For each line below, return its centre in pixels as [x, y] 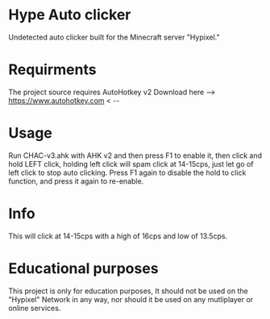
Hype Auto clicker [70, 15]
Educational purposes [83, 268]
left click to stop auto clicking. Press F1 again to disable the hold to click [127, 172]
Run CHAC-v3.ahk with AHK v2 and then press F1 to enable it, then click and [135, 155]
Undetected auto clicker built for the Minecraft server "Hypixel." [114, 37]
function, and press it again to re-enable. [76, 181]
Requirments [52, 70]
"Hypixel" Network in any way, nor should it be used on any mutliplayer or [131, 299]
